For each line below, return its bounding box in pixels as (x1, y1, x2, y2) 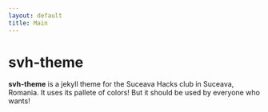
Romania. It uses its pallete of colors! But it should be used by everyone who (8, 88, 260, 98)
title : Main (8, 19, 48, 27)
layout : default (8, 11, 62, 20)
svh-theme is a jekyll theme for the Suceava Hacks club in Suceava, (8, 79, 234, 89)
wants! (8, 96, 30, 106)
